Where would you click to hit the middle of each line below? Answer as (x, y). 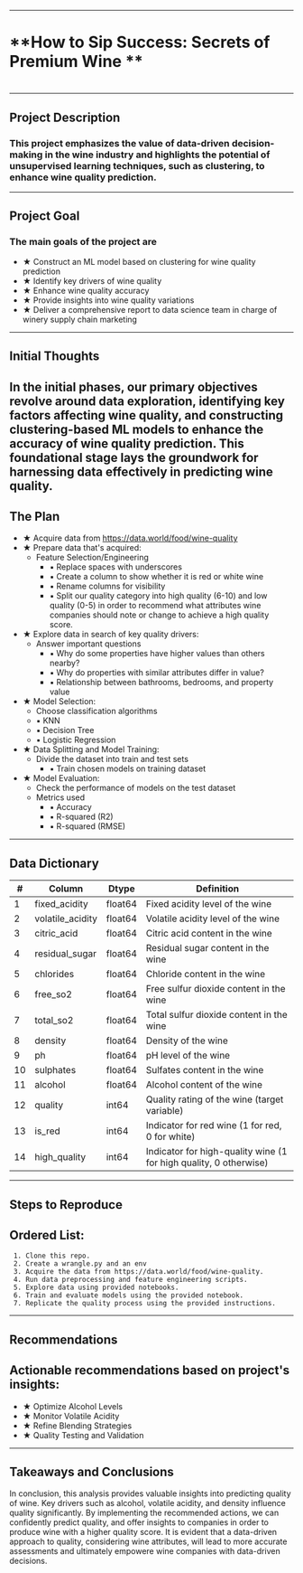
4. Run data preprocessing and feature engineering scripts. (130, 1280)
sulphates (55, 1070)
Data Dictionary (54, 863)
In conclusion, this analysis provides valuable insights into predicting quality (150, 1493)
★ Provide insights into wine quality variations (108, 300)
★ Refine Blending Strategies (77, 1426)
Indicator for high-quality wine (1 (216, 1152)
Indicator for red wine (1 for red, (214, 1126)
